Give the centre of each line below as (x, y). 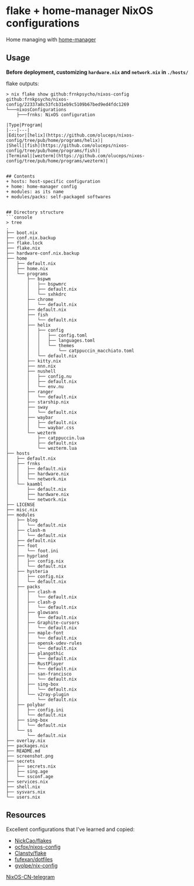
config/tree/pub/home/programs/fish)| (53, 151)
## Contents (20, 176)
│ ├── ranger (30, 392)
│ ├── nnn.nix (31, 366)
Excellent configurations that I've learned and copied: (70, 829)
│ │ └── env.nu (35, 386)
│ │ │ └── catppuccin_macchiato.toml (70, 351)
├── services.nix (27, 782)
